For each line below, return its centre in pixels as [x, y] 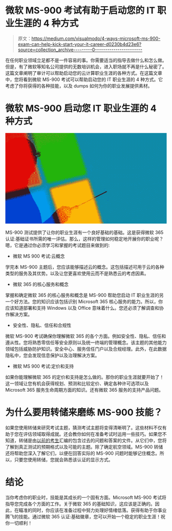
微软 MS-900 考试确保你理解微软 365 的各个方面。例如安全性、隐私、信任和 [86, 336]
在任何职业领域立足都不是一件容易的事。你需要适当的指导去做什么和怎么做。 [86, 60]
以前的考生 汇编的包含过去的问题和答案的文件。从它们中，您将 [102, 440]
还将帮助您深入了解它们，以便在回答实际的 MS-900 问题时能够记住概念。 [83, 453]
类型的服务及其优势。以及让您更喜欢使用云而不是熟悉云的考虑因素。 [77, 273]
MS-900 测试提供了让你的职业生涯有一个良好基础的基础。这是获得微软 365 [84, 232]
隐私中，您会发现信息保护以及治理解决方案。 [52, 355]
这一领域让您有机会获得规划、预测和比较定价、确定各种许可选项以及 [77, 384]
